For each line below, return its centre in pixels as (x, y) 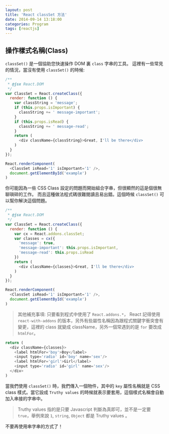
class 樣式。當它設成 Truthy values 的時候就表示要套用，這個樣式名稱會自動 (84, 392)
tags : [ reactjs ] (22, 29)
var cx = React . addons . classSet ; (49, 234)
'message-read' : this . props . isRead (56, 253)
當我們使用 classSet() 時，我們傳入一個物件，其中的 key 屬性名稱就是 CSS (83, 386)
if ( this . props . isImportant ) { (47, 108)
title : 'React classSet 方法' (36, 15)
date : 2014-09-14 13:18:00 (34, 19)
